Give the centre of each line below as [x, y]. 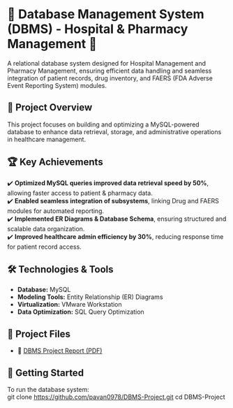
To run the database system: [48, 389]
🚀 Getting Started [46, 373]
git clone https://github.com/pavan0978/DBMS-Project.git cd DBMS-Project [116, 397]
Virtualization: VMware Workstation [69, 305]
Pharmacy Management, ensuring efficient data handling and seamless [110, 71]
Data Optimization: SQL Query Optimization [81, 312]
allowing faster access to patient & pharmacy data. [80, 193]
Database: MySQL [44, 290]
